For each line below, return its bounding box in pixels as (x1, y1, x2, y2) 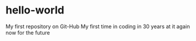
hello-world (5, 4, 65, 17)
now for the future (5, 29, 50, 36)
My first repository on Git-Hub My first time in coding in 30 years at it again (5, 23, 190, 30)
